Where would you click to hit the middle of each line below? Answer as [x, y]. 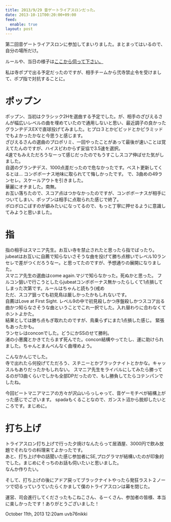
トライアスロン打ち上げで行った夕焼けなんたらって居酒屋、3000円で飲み [82, 443]
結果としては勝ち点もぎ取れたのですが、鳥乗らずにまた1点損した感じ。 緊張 [85, 320]
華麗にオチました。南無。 [32, 187]
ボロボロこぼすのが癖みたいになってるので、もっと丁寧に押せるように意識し [86, 206]
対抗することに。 [50, 79]
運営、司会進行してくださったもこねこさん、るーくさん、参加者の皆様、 [81, 497]
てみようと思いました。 [30, 212]
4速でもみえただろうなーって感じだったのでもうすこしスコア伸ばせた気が [82, 155]
